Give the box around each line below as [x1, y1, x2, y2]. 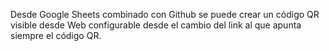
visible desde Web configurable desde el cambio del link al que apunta [10, 19, 302, 31]
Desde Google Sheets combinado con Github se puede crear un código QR [10, 9, 320, 20]
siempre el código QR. [10, 30, 102, 41]
